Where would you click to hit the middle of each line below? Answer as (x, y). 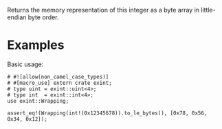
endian (17, 17)
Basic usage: (25, 64)
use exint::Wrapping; (38, 101)
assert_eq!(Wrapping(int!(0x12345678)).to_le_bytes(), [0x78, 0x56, (107, 113)
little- (208, 10)
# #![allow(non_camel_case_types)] (58, 77)
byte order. (43, 17)
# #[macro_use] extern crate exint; (59, 83)
